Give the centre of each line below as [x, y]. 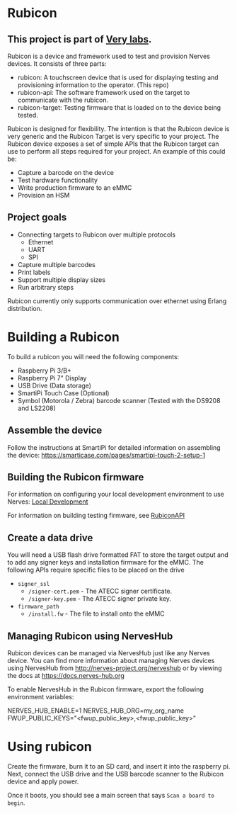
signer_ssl [34, 584]
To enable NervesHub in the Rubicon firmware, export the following [105, 689]
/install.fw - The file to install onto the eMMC [96, 614]
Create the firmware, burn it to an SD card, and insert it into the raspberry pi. [119, 766]
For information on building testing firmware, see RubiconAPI [96, 516]
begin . [16, 803]
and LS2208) [37, 408]
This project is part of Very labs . [80, 39]
